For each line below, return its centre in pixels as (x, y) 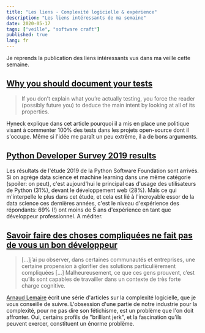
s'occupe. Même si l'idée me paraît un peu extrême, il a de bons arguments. (102, 136)
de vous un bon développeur (62, 245)
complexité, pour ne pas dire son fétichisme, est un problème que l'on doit (100, 311)
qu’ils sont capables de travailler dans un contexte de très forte (101, 279)
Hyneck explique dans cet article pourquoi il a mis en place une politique (98, 123)
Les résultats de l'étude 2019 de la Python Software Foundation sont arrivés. (102, 170)
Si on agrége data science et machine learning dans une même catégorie (99, 177)
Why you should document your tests (80, 84)
